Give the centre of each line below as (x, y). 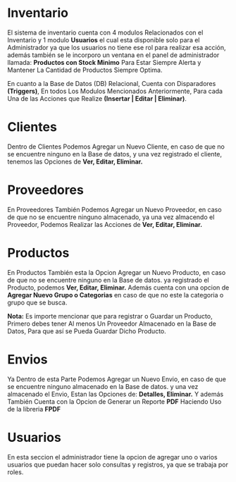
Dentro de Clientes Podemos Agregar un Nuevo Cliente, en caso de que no (116, 147)
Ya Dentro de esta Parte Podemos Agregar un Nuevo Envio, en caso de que (117, 379)
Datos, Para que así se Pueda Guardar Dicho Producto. (87, 331)
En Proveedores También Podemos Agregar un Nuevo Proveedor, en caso (114, 209)
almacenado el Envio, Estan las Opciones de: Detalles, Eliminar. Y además (116, 394)
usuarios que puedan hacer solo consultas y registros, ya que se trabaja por (118, 464)
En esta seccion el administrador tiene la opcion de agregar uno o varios (112, 457)
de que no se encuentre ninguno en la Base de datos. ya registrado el (108, 280)
